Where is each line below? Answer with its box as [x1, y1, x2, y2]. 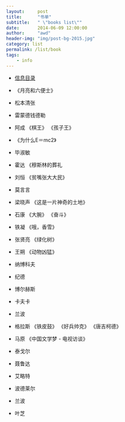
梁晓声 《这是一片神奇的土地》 [14, 198, 88, 205]
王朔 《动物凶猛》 [14, 248, 57, 255]
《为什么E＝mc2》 [14, 136, 57, 143]
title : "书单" [6, 14, 52, 20]
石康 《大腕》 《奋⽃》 [14, 211, 69, 218]
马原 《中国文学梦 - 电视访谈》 [14, 335, 89, 342]
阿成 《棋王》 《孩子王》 [14, 124, 74, 131]
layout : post [6, 8, 48, 15]
